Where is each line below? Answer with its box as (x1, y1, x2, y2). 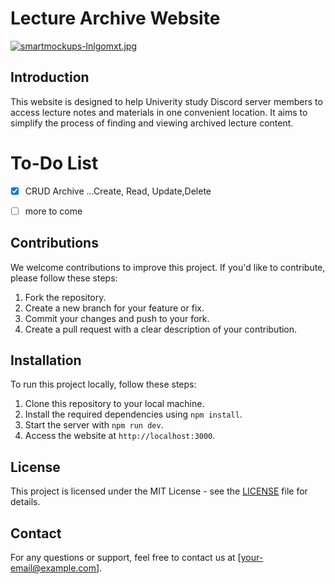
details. (10, 496, 41, 508)
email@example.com (10, 562, 97, 574)
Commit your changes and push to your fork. (24, 312, 210, 324)
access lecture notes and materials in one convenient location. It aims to (10, 106, 308, 118)
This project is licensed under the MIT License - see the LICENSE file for (10, 485, 308, 497)
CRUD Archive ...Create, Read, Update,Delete (24, 185, 212, 197)
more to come (24, 205, 83, 217)
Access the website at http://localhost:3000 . (24, 430, 216, 442)
